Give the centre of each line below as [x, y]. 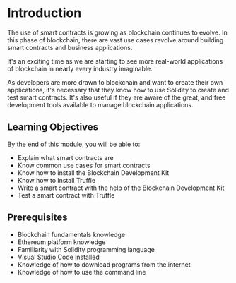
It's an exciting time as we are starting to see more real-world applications [115, 61]
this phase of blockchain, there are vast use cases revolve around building [116, 40]
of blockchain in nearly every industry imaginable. [80, 68]
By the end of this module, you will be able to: [74, 144]
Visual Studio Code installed [59, 257]
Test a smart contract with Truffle [66, 195]
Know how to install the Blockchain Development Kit [93, 173]
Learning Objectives [53, 127]
